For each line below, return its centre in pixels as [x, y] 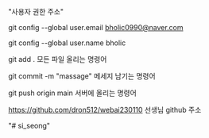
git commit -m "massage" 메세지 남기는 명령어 [82, 76]
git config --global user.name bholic [67, 43]
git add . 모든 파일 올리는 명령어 [58, 59]
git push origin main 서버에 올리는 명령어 [72, 93]
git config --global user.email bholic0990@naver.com [96, 27]
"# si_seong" [29, 126]
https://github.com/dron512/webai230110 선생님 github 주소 [105, 110]
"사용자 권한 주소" [36, 11]
